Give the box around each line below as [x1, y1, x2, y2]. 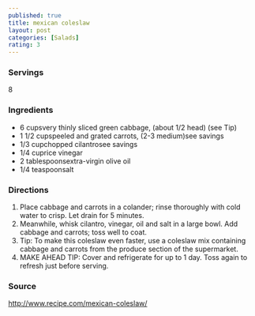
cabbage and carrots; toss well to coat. [19, 228, 148, 237]
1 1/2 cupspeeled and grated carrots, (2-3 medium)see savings [19, 131, 224, 141]
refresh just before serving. [19, 261, 109, 271]
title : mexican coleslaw [8, 19, 90, 27]
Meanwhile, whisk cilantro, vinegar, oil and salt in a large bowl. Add [19, 219, 238, 229]
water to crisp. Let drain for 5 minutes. [19, 211, 144, 220]
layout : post [8, 26, 51, 34]
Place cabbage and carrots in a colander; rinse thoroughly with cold [19, 202, 241, 212]
